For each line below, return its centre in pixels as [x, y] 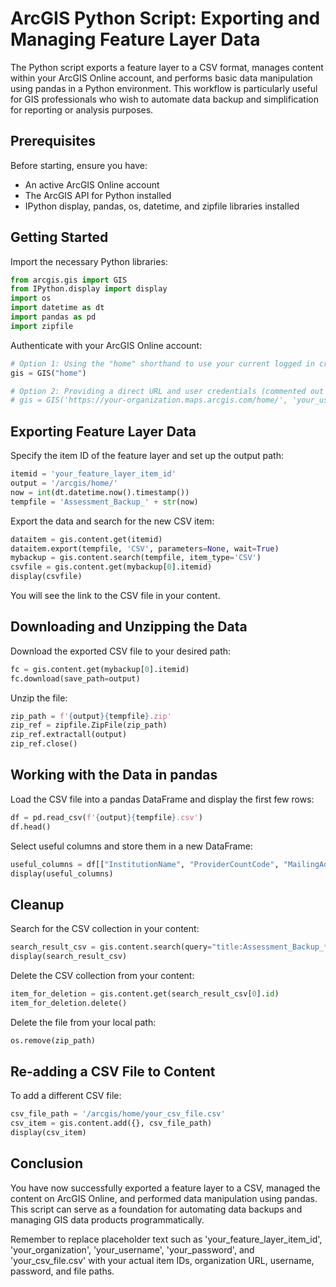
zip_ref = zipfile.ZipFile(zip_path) [89, 725]
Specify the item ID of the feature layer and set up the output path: [147, 456]
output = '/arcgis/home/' [64, 483]
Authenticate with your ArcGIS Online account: [106, 345]
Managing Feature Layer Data [135, 39]
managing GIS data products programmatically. [107, 1219]
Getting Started [59, 237]
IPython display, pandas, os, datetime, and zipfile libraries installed [162, 206]
